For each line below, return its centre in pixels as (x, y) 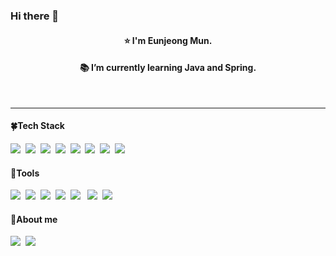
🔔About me (34, 219)
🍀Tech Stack (37, 126)
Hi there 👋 (35, 16)
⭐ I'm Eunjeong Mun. (168, 40)
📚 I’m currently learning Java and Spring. (168, 68)
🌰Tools (25, 173)
